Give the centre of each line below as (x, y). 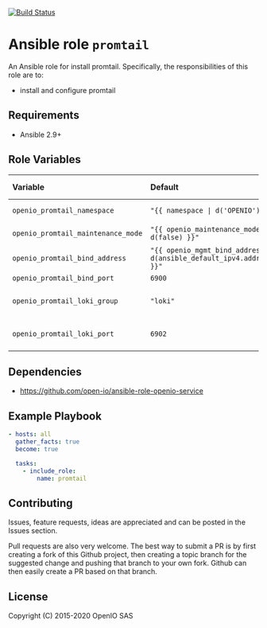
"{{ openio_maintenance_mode (205, 229)
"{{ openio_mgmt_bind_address (207, 250)
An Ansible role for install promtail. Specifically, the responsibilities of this (128, 66)
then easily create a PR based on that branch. (83, 571)
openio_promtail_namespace (63, 210)
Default (164, 187)
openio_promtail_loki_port (63, 334)
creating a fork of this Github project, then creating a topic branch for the (128, 555)
